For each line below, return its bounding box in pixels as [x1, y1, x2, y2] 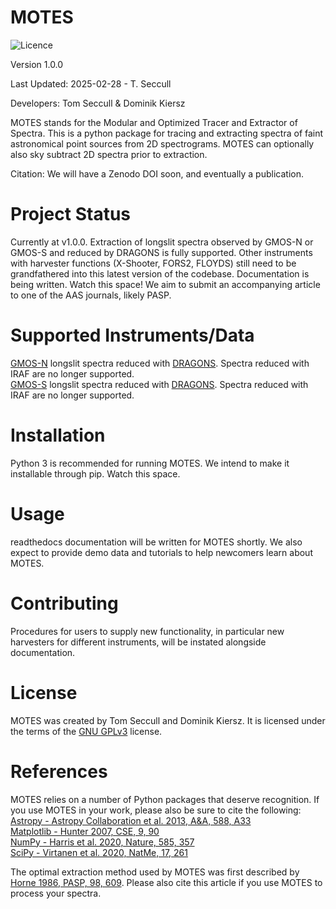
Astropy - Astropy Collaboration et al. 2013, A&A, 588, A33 [10, 814, 252, 826]
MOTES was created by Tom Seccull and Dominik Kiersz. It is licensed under [10, 714, 326, 726]
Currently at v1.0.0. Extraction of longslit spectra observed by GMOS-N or [10, 236, 314, 248]
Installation [10, 424, 106, 446]
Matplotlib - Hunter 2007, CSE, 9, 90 [10, 825, 160, 837]
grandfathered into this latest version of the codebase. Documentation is [10, 267, 310, 280]
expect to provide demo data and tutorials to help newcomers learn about [10, 546, 313, 558]
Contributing [10, 592, 119, 615]
